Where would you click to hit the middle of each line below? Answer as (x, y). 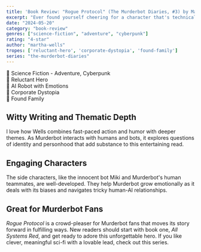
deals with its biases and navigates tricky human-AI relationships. (87, 190)
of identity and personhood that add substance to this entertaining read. (95, 145)
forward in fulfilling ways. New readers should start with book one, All (92, 230)
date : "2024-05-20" (31, 23)
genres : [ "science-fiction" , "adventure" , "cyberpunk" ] (77, 34)
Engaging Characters (47, 163)
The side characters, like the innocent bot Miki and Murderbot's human (94, 177)
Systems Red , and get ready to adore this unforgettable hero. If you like (94, 236)
